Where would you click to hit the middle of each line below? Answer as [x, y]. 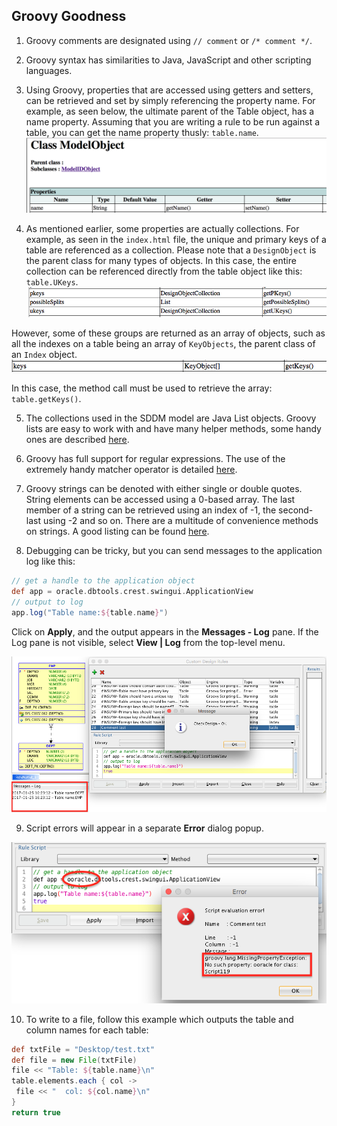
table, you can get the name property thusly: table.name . [142, 132]
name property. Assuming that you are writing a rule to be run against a [173, 121]
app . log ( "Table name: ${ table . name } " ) [90, 613]
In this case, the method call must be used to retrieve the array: [142, 388]
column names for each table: [87, 1030]
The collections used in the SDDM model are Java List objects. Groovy [171, 418]
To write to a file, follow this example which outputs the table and [159, 1019]
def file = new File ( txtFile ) [74, 1060]
